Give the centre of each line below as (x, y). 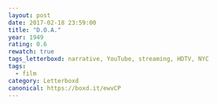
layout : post (29, 15)
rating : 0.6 (28, 45)
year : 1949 (26, 37)
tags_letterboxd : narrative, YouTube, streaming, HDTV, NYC (109, 59)
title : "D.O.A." (35, 30)
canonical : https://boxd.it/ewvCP (65, 88)
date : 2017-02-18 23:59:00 (52, 23)
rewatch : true (31, 52)
